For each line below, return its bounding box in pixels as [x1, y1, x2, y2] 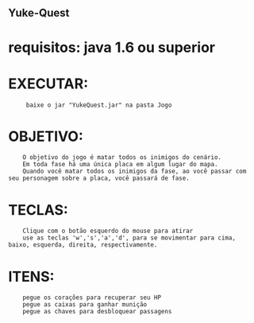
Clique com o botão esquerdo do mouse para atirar [22, 227, 194, 235]
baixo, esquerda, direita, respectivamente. [8, 241, 158, 249]
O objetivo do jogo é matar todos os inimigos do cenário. [22, 154, 222, 161]
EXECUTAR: [8, 75, 89, 92]
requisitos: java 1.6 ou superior [8, 38, 216, 56]
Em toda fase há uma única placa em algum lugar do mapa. [22, 161, 218, 169]
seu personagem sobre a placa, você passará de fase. [8, 174, 190, 182]
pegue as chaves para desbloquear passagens [22, 308, 172, 316]
